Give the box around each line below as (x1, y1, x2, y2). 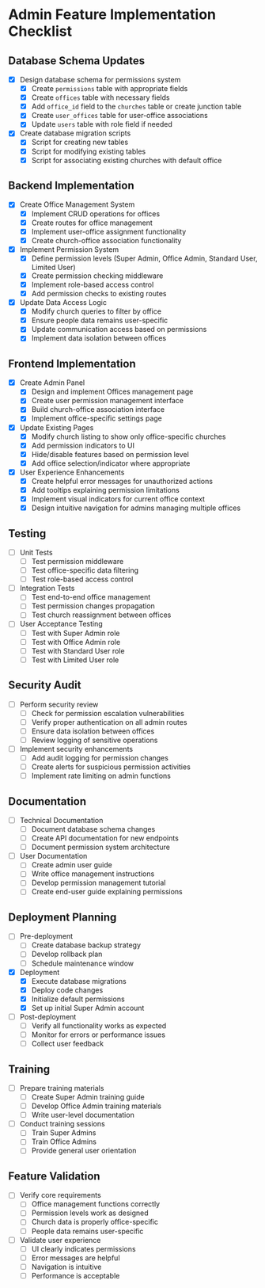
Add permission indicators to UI (31, 440, 134, 450)
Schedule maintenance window (31, 958, 134, 968)
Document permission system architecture (31, 842, 170, 852)
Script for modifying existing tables (31, 147, 146, 156)
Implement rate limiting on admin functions (31, 771, 172, 781)
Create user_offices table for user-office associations (31, 111, 208, 120)
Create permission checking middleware (31, 271, 164, 280)
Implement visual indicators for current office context (31, 494, 206, 504)
